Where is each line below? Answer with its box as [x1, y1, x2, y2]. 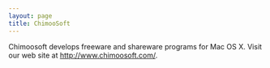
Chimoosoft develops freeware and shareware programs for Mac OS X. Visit [8, 41, 262, 51]
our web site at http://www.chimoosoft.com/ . [8, 50, 158, 60]
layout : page [8, 11, 53, 20]
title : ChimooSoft [8, 19, 71, 28]
